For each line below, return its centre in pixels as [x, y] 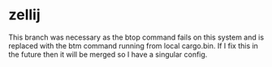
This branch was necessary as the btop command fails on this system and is [136, 37]
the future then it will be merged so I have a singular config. [108, 54]
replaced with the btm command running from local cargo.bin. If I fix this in [133, 45]
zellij [24, 15]
